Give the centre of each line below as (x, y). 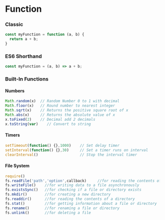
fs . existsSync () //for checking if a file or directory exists (73, 190)
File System (17, 166)
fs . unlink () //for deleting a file (48, 213)
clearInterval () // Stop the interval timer (71, 155)
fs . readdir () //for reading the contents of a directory (70, 199)
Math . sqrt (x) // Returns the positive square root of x (67, 110)
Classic (14, 25)
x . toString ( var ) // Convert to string (48, 124)
